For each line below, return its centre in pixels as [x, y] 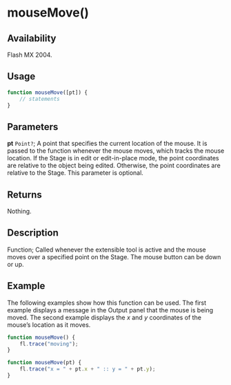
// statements [40, 99]
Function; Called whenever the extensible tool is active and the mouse [107, 250]
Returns [25, 195]
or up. [16, 264]
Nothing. [20, 212]
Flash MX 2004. [30, 55]
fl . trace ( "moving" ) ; [49, 344]
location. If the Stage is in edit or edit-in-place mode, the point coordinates [113, 158]
